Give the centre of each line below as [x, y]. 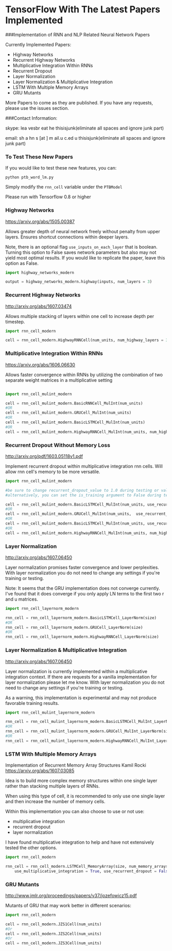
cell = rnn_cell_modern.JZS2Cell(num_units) [53, 934]
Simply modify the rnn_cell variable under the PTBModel [64, 187]
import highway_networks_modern [40, 273]
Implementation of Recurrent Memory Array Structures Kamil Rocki [76, 765]
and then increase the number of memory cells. [56, 801]
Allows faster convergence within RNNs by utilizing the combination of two [84, 375]
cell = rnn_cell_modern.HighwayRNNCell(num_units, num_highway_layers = [84, 340]
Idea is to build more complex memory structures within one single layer [81, 781]
